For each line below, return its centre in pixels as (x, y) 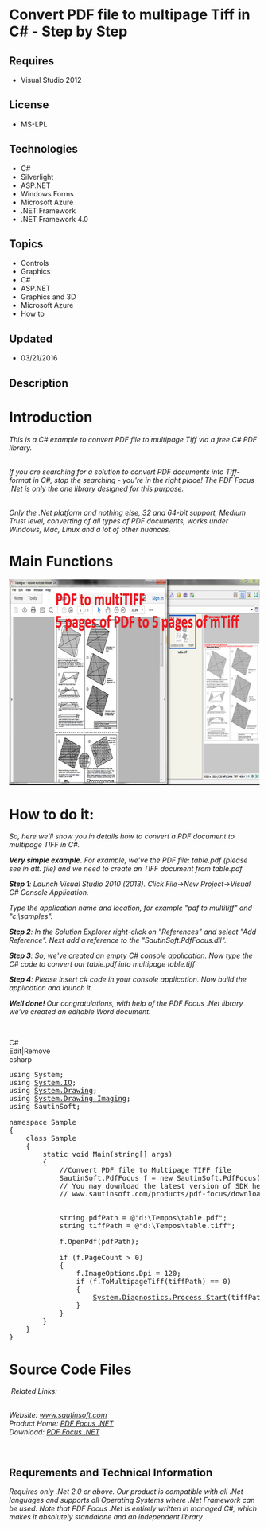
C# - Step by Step (68, 31)
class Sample (51, 1138)
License (29, 105)
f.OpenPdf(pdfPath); (99, 1242)
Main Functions (61, 561)
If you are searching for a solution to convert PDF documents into (117, 472)
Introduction (51, 417)
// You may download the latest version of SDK (154, 1186)
